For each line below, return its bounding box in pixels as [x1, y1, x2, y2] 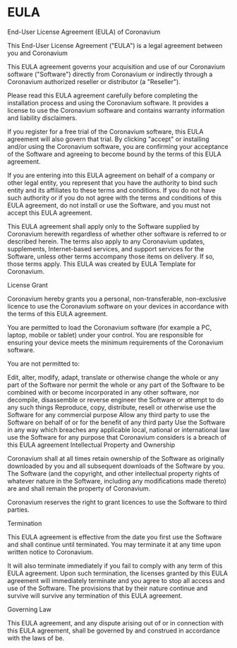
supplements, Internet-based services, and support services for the [7, 244, 205, 253]
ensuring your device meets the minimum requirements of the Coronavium [7, 338, 224, 347]
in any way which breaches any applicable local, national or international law [7, 425, 230, 434]
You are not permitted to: [7, 359, 80, 368]
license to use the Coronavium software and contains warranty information [7, 106, 225, 114]
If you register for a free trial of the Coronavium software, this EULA [7, 127, 204, 136]
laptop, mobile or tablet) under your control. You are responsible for [7, 330, 204, 339]
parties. [7, 505, 30, 514]
